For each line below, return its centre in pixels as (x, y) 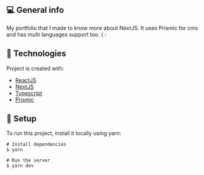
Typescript (29, 93)
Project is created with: (35, 68)
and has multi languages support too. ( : (56, 34)
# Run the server (28, 160)
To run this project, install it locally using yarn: (64, 134)
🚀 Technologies (36, 54)
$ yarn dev (20, 166)
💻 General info (35, 10)
